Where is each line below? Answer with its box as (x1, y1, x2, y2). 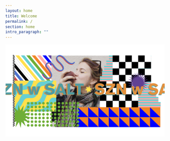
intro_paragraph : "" (5, 29, 49, 35)
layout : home (5, 8, 33, 13)
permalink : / (5, 19, 33, 24)
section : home (5, 24, 35, 29)
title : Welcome (5, 13, 37, 19)
